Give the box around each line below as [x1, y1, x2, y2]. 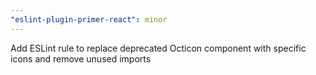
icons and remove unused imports [10, 52, 152, 65]
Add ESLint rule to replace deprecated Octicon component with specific [10, 42, 307, 54]
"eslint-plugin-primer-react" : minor [10, 14, 168, 25]
